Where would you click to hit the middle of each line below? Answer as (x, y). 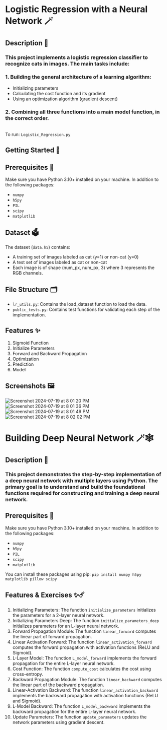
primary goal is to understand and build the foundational (75, 487)
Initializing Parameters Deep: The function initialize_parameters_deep (86, 620)
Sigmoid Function (31, 343)
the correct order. (27, 118)
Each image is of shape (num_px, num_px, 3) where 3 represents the (83, 268)
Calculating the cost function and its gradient (59, 93)
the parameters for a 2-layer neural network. (58, 615)
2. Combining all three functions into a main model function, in (82, 112)
